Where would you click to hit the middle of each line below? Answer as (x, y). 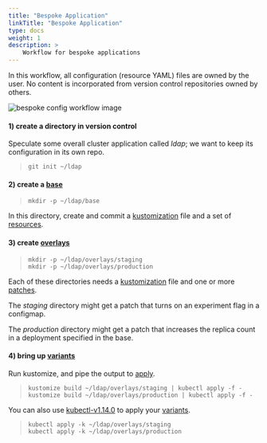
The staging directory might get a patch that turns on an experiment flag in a (134, 305)
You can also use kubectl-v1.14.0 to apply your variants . (100, 410)
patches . (23, 290)
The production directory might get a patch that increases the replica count (132, 329)
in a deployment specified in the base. (71, 337)
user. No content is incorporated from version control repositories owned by (133, 84)
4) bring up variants (42, 356)
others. (20, 92)
